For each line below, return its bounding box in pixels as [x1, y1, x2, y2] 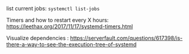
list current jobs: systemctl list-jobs [6, 5, 100, 12]
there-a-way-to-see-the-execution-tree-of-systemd [6, 41, 137, 48]
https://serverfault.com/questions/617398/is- [70, 35, 183, 42]
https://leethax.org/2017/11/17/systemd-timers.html [6, 23, 133, 30]
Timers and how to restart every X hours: [6, 17, 109, 24]
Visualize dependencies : [6, 35, 69, 42]
